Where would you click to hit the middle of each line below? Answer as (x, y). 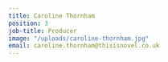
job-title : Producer (43, 31)
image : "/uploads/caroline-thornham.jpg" (79, 38)
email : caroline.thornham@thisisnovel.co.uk (84, 46)
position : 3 (28, 23)
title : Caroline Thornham (51, 16)
